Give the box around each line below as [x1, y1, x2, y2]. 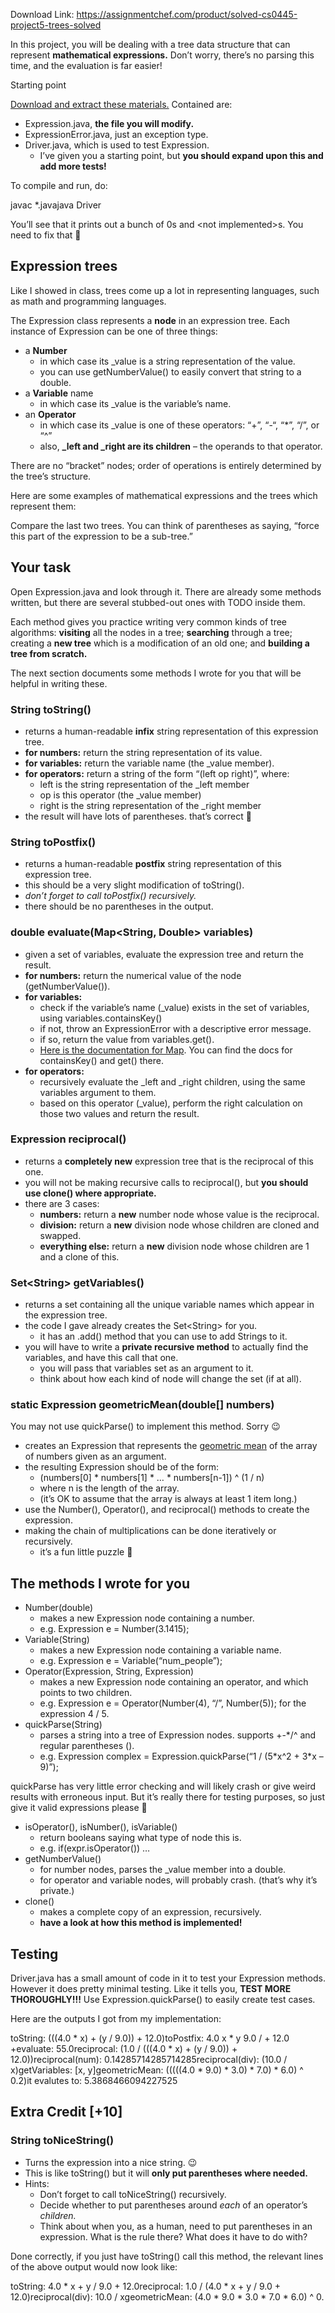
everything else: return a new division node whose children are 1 [39, 1240, 310, 1252]
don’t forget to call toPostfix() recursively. [24, 890, 197, 902]
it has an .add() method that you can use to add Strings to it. [39, 1330, 288, 1343]
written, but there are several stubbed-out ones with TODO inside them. [10, 596, 306, 608]
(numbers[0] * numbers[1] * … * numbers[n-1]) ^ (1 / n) [39, 1472, 265, 1484]
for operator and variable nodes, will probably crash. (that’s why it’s [39, 1874, 318, 1886]
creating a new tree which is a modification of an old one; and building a [10, 637, 310, 649]
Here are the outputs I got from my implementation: [10, 2013, 222, 2025]
